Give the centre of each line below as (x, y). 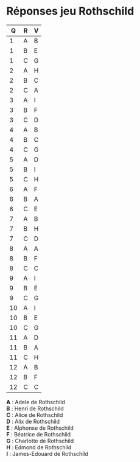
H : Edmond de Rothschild (39, 447)
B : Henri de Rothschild (35, 408)
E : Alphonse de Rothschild (40, 428)
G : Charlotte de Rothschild (40, 441)
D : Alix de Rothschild (33, 421)
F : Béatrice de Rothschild (39, 434)
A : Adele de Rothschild (36, 402)
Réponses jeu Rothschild (70, 11)
